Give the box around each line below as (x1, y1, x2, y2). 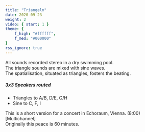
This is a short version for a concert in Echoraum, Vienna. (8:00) (5, 110, 140, 116)
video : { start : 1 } (5, 21, 50, 27)
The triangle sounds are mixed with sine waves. (5, 65, 106, 71)
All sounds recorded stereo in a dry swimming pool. (5, 59, 114, 65)
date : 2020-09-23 (5, 12, 42, 17)
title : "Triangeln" (5, 7, 47, 13)
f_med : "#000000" (14, 36, 52, 41)
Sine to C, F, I (12, 100, 41, 106)
